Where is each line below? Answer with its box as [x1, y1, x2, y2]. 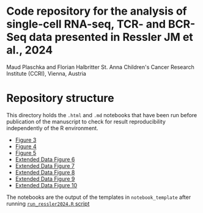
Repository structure [6, 92, 114, 105]
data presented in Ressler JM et [29, 31, 194, 44]
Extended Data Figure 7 [15, 162, 75, 169]
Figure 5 [15, 149, 37, 156]
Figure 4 [15, 142, 37, 150]
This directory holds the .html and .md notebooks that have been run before [6, 111, 197, 118]
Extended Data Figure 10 [15, 181, 78, 189]
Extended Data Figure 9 [15, 175, 75, 182]
